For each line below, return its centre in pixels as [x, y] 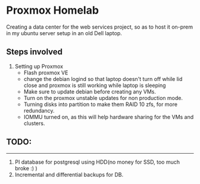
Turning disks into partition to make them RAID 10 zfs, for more [100, 104]
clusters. [34, 123]
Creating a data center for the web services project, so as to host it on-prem [100, 27]
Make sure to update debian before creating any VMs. [90, 91]
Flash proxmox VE [46, 73]
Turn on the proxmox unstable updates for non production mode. [103, 98]
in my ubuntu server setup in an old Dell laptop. [64, 33]
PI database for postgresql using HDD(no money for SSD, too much [97, 162]
